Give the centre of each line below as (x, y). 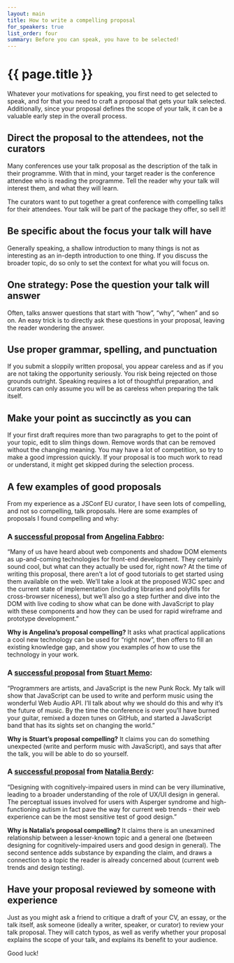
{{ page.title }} (50, 75)
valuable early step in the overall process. (67, 116)
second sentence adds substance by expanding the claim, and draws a (110, 852)
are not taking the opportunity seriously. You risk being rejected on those (112, 374)
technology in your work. (43, 654)
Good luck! (23, 953)
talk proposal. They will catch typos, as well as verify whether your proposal (117, 932)
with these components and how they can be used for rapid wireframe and (115, 611)
